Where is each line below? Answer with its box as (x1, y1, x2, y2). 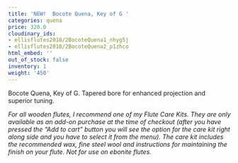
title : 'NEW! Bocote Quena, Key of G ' (8, 10, 130, 18)
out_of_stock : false (8, 56, 69, 64)
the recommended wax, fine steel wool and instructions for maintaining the (8, 140, 227, 148)
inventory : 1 (8, 63, 47, 70)
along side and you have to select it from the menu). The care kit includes (8, 132, 224, 141)
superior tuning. (8, 96, 55, 104)
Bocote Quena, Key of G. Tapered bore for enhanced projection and (8, 89, 206, 97)
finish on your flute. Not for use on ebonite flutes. (8, 147, 152, 156)
